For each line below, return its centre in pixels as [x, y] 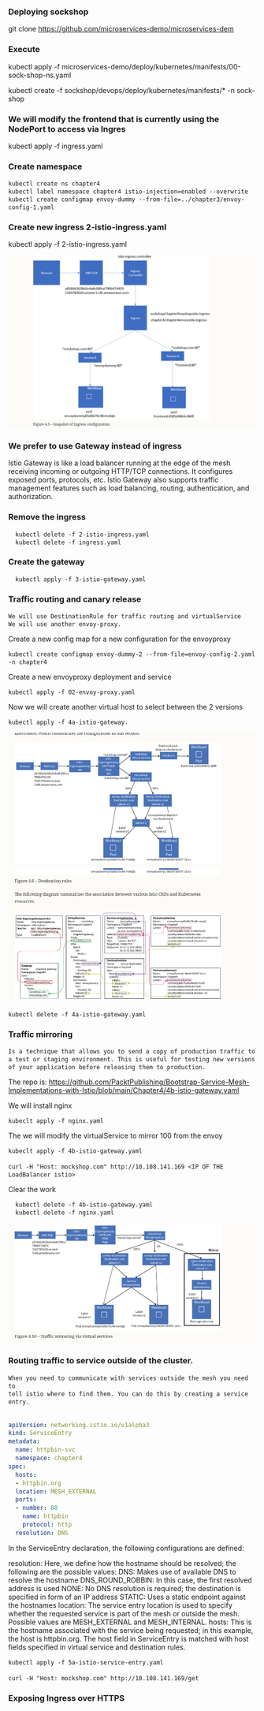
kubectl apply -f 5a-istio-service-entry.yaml [86, 1662]
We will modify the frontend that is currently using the [113, 119]
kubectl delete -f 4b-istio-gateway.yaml [84, 1205]
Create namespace [45, 166]
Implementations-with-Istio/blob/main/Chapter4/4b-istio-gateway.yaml [124, 1090]
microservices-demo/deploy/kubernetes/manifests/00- [151, 66]
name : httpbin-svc [46, 1450]
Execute [24, 50]
